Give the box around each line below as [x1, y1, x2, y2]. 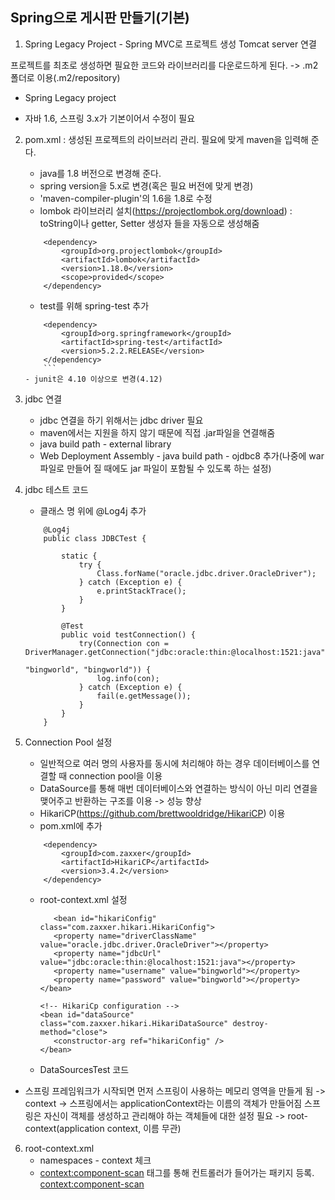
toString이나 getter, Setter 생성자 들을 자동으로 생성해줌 [39, 217, 260, 229]
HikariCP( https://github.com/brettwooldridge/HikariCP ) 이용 [39, 807, 286, 819]
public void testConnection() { [61, 629, 196, 640]
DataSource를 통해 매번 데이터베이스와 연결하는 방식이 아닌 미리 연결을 [39, 782, 318, 794]
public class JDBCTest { [43, 533, 147, 543]
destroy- [232, 1018, 269, 1028]
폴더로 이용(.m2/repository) [10, 71, 121, 83]
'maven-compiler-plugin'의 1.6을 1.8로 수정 [39, 192, 213, 204]
